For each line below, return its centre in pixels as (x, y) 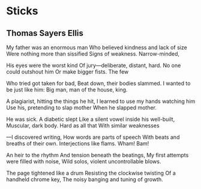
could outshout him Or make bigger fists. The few (67, 72)
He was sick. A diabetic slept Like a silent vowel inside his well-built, (91, 119)
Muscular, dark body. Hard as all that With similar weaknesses (83, 126)
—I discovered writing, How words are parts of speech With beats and (93, 137)
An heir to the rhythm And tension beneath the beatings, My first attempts (97, 155)
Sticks (22, 11)
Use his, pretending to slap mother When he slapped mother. (82, 108)
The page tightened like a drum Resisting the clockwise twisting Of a (91, 173)
